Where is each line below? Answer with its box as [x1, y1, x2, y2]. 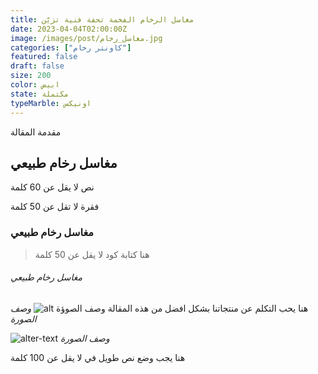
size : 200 [10, 71, 52, 81]
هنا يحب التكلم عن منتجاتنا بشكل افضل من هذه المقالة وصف [10, 302, 309, 314]
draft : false [10, 61, 65, 71]
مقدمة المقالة [10, 126, 62, 138]
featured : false [10, 52, 78, 62]
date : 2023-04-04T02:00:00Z [10, 24, 128, 34]
